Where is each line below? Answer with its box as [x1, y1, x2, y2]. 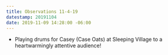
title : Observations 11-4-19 [6, 8, 78, 15]
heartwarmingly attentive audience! [14, 42, 102, 49]
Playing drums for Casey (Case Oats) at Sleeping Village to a [14, 36, 163, 43]
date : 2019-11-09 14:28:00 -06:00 [6, 20, 92, 25]
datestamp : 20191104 [6, 14, 57, 20]
